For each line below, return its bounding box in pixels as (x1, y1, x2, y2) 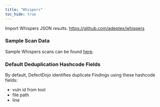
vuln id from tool (12, 87, 46, 93)
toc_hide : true (5, 12, 36, 17)
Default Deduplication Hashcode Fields (5, 61, 101, 68)
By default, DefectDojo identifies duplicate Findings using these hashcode (5, 72, 156, 78)
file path (12, 92, 30, 98)
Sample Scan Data (5, 37, 50, 44)
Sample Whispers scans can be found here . (5, 49, 94, 54)
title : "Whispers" (5, 7, 43, 12)
